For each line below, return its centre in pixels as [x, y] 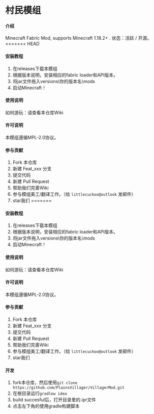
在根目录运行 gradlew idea [40, 394]
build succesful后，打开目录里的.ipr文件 [54, 400]
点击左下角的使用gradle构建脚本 [46, 406]
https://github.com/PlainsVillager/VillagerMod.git [68, 388]
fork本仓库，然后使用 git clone [45, 382]
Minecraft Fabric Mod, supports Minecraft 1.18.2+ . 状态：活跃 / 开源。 [79, 38]
